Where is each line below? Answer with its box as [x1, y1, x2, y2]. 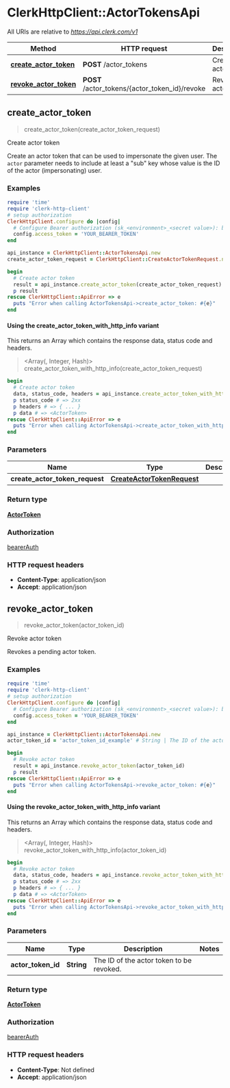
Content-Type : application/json [16, 576, 106, 584]
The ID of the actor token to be [93, 955, 192, 965]
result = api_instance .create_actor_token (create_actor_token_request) [13, 281, 222, 288]
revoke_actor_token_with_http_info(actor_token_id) [23, 845, 167, 854]
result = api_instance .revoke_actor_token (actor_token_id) [13, 762, 186, 769]
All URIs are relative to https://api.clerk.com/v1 [7, 27, 138, 36]
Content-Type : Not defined [16, 1065, 94, 1074]
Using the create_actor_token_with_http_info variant [7, 321, 159, 330]
